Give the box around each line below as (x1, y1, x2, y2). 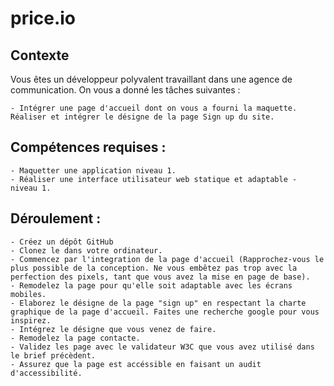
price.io (10, 7, 77, 30)
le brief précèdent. (10, 350, 97, 361)
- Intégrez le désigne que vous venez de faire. (10, 324, 217, 334)
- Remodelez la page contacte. (10, 333, 141, 343)
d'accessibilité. (10, 368, 83, 378)
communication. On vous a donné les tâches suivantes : (10, 84, 241, 96)
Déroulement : (10, 210, 102, 227)
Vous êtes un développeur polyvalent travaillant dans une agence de (10, 73, 293, 85)
